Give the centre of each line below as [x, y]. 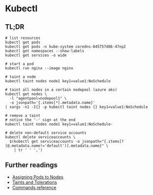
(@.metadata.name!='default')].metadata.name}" [55, 146]
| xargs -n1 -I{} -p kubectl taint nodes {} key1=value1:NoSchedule [76, 107]
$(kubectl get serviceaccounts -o [45, 141]
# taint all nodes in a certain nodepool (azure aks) [61, 90]
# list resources [23, 38]
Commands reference [34, 187]
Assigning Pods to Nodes [38, 177]
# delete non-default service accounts [46, 133]
